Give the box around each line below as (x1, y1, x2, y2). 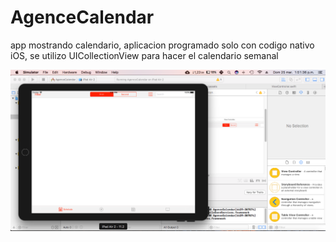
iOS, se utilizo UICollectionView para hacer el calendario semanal (10, 49, 279, 61)
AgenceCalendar (10, 6, 155, 29)
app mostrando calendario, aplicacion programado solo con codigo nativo (10, 39, 315, 51)
